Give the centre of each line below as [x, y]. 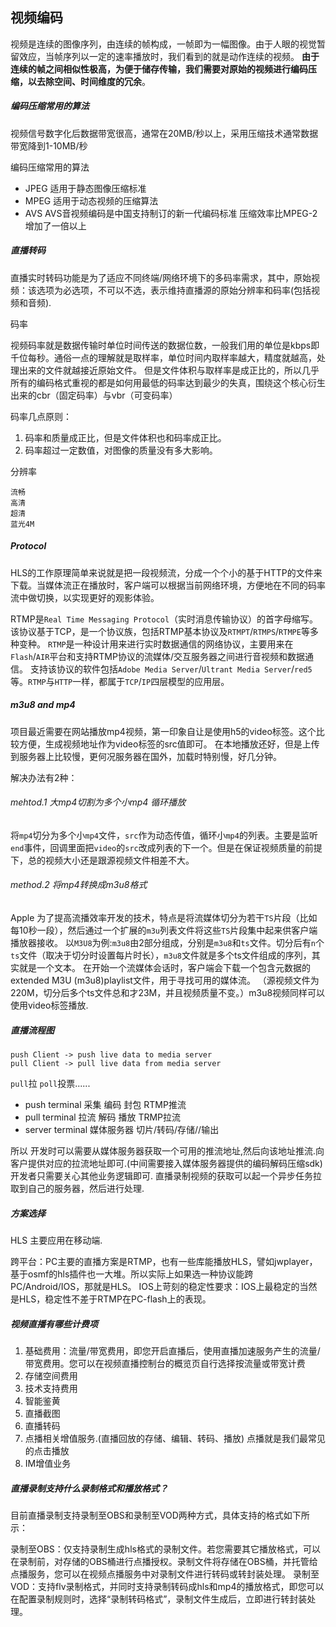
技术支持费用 [51, 1388]
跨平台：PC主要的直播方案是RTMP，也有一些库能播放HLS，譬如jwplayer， [164, 1262]
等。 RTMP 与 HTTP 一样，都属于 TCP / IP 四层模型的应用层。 [120, 681]
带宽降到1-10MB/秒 [49, 145]
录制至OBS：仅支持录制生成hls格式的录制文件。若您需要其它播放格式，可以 [165, 1549]
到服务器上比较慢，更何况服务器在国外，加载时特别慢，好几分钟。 [146, 756]
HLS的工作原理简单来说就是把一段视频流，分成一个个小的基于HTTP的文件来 [166, 572]
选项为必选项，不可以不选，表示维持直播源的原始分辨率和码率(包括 [174, 290]
